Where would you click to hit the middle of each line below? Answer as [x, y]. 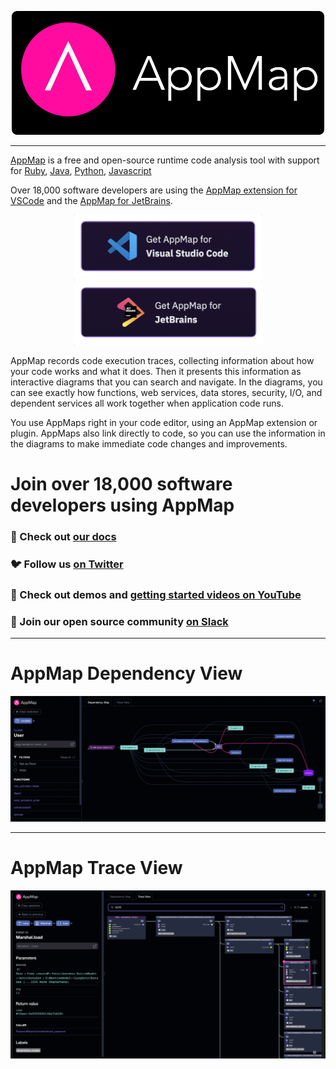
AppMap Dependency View [126, 673]
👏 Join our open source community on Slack [119, 621]
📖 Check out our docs [63, 537]
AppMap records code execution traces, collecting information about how [162, 361]
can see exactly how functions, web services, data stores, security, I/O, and [166, 393]
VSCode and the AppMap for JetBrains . [91, 201]
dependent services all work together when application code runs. [147, 403]
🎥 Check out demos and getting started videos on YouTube [156, 594]
